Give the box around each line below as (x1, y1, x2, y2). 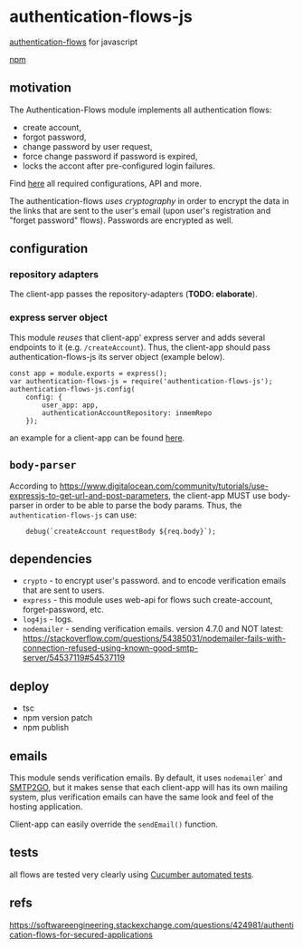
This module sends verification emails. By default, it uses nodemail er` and (9, 772, 283, 783)
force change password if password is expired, (22, 150, 198, 161)
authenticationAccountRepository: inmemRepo (42, 408, 213, 418)
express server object (9, 311, 109, 324)
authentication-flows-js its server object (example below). (9, 351, 225, 362)
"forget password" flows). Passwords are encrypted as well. (9, 215, 233, 226)
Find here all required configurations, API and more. (9, 178, 202, 189)
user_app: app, (42, 401, 99, 410)
